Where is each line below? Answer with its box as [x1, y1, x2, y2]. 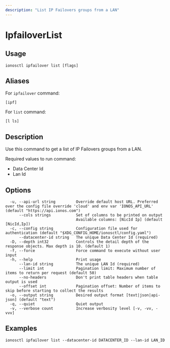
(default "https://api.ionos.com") [5, 208, 81, 213]
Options [5, 186, 32, 195]
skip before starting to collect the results [5, 288, 103, 294]
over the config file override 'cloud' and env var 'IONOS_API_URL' [5, 204, 154, 209]
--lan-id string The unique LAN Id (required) [18, 262, 140, 267]
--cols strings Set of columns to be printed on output [18, 213, 163, 218]
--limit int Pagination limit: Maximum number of [18, 266, 156, 271]
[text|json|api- [126, 293, 160, 298]
